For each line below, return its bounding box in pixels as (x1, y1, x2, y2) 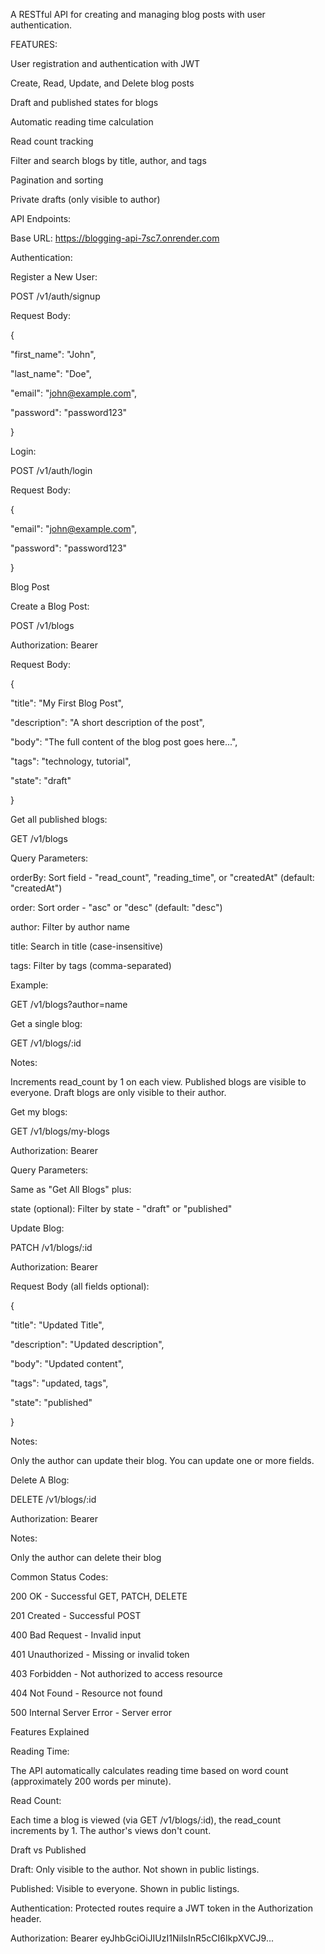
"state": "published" (10, 1397, 93, 1408)
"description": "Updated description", (10, 1339, 165, 1350)
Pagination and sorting (10, 174, 104, 186)
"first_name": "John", (10, 349, 97, 360)
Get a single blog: (10, 1018, 83, 1029)
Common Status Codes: (10, 1571, 109, 1583)
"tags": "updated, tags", (10, 1377, 109, 1389)
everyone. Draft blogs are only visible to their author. (10, 1087, 227, 1098)
